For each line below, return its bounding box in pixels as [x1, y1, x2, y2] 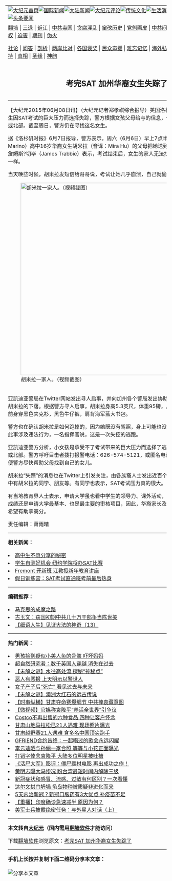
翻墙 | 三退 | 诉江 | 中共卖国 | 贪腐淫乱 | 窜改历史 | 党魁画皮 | [8, 24, 151, 31]
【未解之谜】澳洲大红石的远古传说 [15, 691, 97, 698]
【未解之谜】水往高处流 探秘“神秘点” [15, 668, 103, 675]
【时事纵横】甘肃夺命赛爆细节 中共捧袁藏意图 [15, 698, 124, 706]
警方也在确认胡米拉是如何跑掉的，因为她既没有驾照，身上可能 [8, 423, 157, 430]
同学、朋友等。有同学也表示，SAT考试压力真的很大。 [38, 479, 166, 487]
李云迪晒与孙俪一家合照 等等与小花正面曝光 [15, 745, 119, 752]
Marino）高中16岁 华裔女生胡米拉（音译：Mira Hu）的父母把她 [8, 142, 158, 149]
